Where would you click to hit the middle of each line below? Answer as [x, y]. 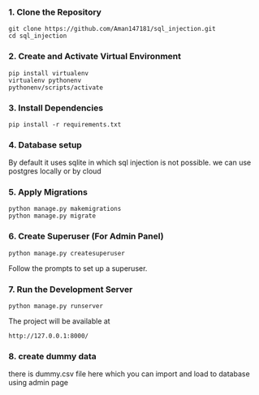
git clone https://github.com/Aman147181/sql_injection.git [112, 29]
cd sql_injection [38, 36]
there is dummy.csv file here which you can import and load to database [129, 374]
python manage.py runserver [56, 307]
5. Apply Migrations [48, 192]
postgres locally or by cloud [55, 171]
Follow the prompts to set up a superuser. [78, 268]
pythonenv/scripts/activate [56, 88]
